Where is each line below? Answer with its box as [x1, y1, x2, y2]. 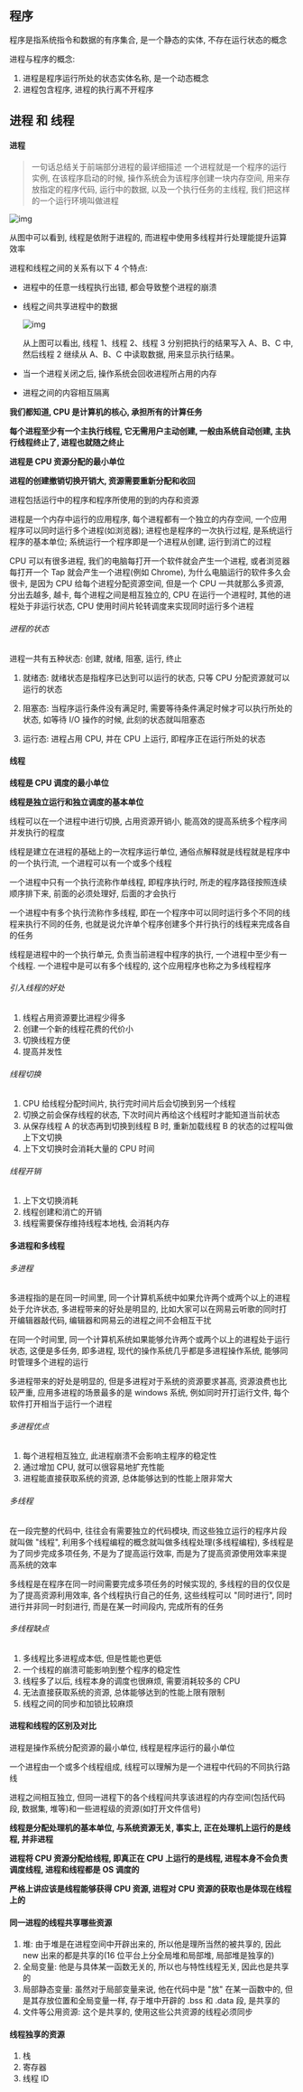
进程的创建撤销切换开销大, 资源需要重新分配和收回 [9, 475, 196, 486]
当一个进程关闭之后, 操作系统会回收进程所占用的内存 [22, 369, 217, 379]
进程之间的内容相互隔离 [22, 388, 110, 398]
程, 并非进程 [9, 1834, 54, 1845]
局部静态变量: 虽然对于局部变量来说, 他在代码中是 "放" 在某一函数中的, [22, 1984, 283, 1994]
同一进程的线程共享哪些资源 [9, 1917, 113, 1928]
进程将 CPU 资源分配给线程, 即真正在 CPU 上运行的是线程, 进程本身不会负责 [9, 1853, 289, 1863]
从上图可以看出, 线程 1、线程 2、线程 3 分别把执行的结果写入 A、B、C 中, [22, 338, 294, 349]
